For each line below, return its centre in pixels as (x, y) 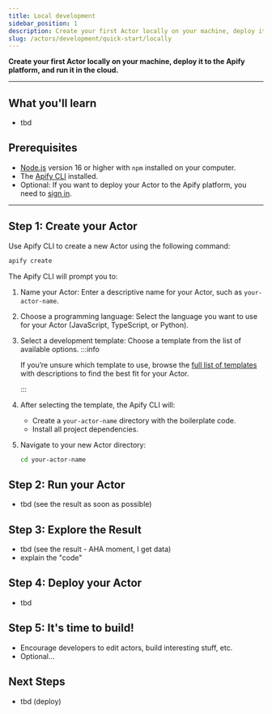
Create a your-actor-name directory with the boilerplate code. (134, 420)
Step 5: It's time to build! (71, 628)
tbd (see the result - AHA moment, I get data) (96, 549)
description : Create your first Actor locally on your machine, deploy (132, 31)
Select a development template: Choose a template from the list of (130, 340)
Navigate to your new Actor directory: (83, 444)
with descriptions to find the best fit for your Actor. (104, 373)
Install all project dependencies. (85, 429)
